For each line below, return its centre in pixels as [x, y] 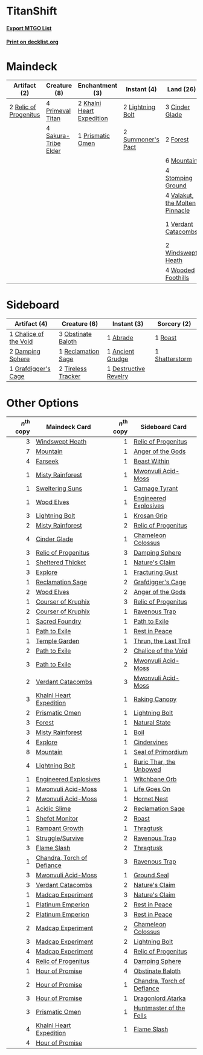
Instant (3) [128, 324]
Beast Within [152, 461]
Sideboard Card [164, 427]
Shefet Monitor [57, 818]
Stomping [179, 178]
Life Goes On [152, 789]
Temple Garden [58, 640]
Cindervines [151, 742]
